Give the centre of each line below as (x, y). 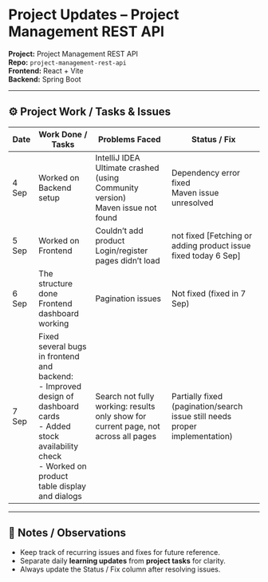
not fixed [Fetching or (212, 236)
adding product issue (211, 245)
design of (56, 396)
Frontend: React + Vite (46, 70)
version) (111, 197)
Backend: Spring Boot (45, 79)
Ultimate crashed (127, 168)
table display (62, 486)
